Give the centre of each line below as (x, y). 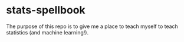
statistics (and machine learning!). (47, 32)
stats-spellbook (46, 10)
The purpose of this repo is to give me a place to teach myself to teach (92, 26)
